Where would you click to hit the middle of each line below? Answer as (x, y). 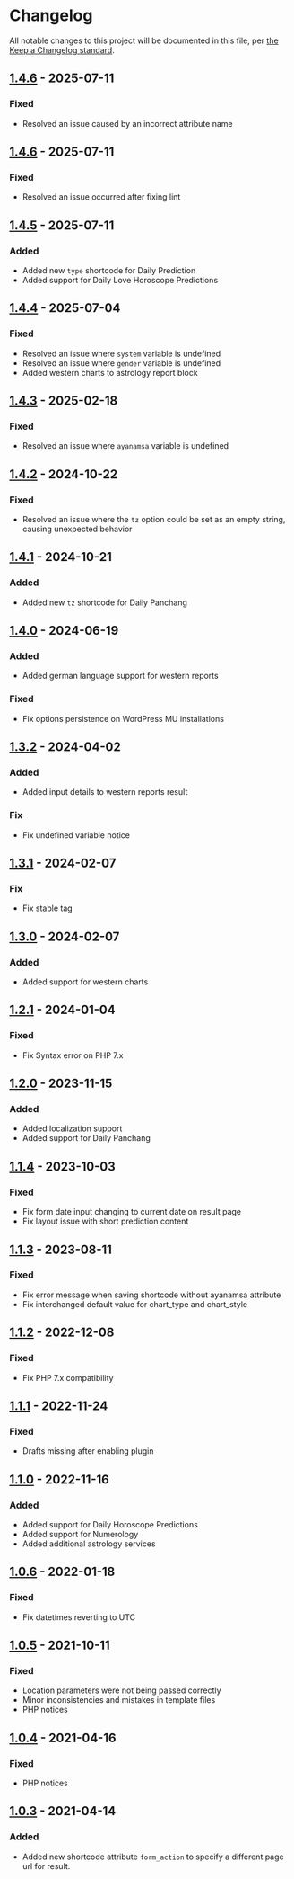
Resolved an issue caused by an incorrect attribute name (127, 123)
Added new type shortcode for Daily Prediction (109, 270)
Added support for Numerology (80, 1534)
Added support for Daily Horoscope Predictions (110, 1524)
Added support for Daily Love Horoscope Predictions (120, 280)
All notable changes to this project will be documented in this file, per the (144, 40)
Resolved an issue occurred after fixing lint (101, 197)
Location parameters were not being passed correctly (121, 1690)
